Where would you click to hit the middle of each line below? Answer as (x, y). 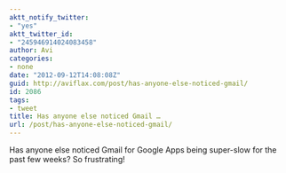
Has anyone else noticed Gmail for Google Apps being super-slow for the (143, 150)
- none (21, 67)
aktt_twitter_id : (41, 34)
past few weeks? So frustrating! (68, 159)
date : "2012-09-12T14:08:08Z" (65, 75)
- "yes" (24, 26)
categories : (31, 59)
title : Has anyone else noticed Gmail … (85, 116)
